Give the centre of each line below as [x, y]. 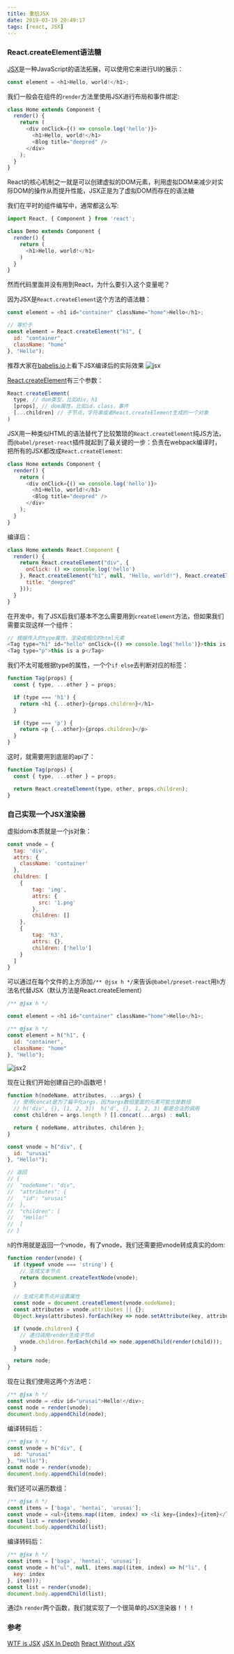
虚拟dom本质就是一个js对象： [50, 831]
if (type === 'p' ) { [43, 723]
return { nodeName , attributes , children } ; [79, 1127]
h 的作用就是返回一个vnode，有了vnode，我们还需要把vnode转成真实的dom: [116, 1245]
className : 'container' [54, 864]
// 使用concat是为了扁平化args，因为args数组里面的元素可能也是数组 [102, 1102]
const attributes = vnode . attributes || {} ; [79, 1310]
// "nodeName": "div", [42, 1186]
